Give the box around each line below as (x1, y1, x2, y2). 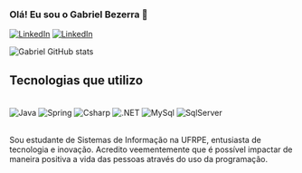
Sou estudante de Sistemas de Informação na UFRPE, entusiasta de (9, 134, 262, 145)
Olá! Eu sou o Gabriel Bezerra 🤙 (9, 8, 148, 21)
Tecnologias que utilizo (9, 72, 143, 88)
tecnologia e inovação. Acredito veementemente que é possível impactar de (9, 144, 293, 155)
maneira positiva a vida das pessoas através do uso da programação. (9, 153, 269, 164)
